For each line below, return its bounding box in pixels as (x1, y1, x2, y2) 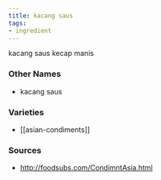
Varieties (8, 106, 44, 118)
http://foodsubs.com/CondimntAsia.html (19, 163, 154, 173)
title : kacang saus (8, 11, 74, 20)
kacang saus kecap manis (8, 49, 95, 58)
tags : (8, 19, 26, 27)
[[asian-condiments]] (19, 125, 91, 134)
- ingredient (8, 26, 52, 34)
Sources (8, 145, 42, 156)
